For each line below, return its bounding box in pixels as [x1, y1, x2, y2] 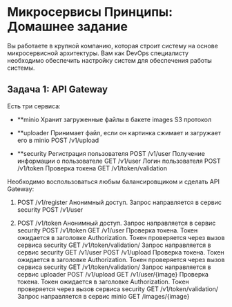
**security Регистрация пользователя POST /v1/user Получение [17, 149, 205, 157]
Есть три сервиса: [7, 101, 61, 110]
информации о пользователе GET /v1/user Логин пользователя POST [17, 157, 221, 165]
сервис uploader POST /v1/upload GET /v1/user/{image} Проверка [17, 270, 209, 278]
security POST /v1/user [17, 205, 84, 214]
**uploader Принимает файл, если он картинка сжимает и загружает [17, 128, 221, 137]
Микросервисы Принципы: [7, 4, 173, 20]
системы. [7, 63, 35, 72]
